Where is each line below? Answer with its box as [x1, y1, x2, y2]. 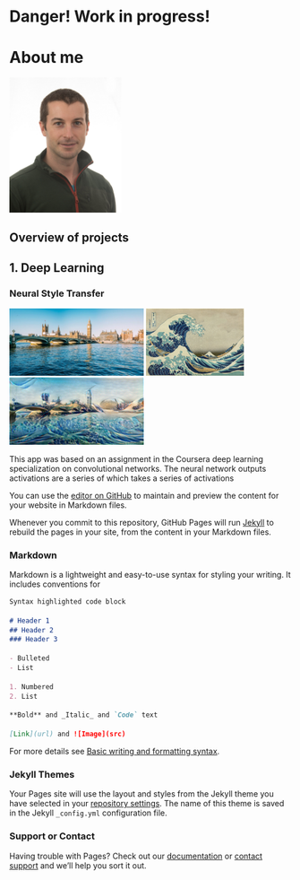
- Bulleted [9, 654, 50, 663]
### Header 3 [9, 635, 58, 644]
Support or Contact [9, 830, 96, 842]
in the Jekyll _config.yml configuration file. [9, 807, 167, 818]
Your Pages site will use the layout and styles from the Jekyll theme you [9, 789, 275, 799]
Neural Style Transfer [9, 287, 105, 300]
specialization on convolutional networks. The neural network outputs [9, 463, 267, 474]
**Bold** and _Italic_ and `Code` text [9, 710, 159, 719]
